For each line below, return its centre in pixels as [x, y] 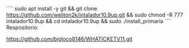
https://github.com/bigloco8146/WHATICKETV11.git [69, 39]
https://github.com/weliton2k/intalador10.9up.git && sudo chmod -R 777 [95, 15]
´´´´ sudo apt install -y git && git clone [52, 9]
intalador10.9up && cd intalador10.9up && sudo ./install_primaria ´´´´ [89, 21]
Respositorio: [22, 27]
